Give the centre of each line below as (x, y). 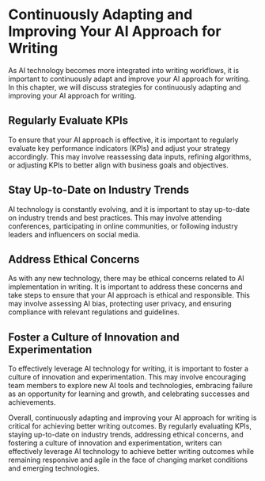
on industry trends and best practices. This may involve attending (115, 217)
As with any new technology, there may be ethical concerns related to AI (127, 279)
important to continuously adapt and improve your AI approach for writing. (129, 79)
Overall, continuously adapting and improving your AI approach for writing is (132, 418)
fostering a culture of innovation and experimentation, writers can (115, 443)
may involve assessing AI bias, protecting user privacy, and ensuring (120, 304)
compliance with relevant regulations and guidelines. (94, 312)
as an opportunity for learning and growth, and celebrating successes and (129, 394)
